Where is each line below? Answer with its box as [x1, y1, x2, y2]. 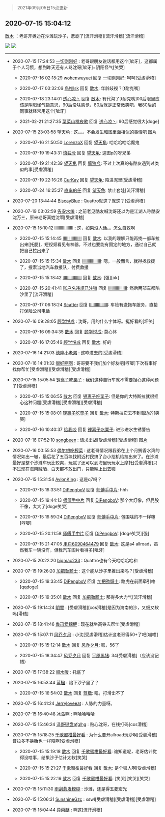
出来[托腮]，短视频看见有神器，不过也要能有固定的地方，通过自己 [19, 241, 152, 247]
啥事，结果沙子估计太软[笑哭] [28, 755, 87, 760]
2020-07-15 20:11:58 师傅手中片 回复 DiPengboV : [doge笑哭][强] [19, 530, 150, 536]
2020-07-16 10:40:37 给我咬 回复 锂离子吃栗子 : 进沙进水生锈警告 [19, 426, 151, 432]
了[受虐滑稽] [12, 383, 38, 389]
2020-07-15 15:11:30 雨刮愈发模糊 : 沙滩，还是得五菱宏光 [12, 786, 127, 791]
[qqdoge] [19, 584, 39, 590]
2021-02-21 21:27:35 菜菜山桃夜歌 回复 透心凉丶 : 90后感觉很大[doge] [19, 118, 160, 124]
